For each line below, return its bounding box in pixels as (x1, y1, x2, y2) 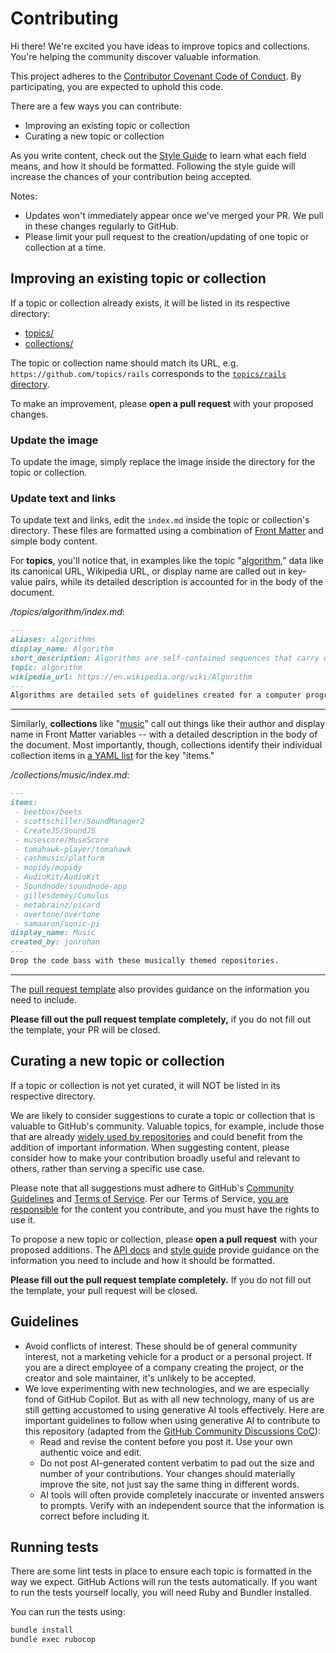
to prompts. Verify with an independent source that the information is (39, 1499, 325, 1511)
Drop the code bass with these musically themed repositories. (10, 956, 280, 966)
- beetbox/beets (14, 807, 83, 817)
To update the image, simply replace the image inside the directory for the (10, 456, 316, 468)
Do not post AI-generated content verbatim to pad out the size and (39, 1457, 315, 1469)
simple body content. (10, 535, 98, 547)
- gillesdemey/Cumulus (14, 890, 110, 901)
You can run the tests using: (10, 1606, 126, 1618)
